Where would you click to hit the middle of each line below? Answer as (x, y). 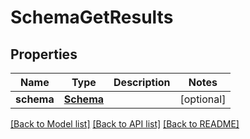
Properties (44, 54)
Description (142, 82)
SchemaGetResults (92, 17)
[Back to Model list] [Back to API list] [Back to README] (125, 124)
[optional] (203, 99)
